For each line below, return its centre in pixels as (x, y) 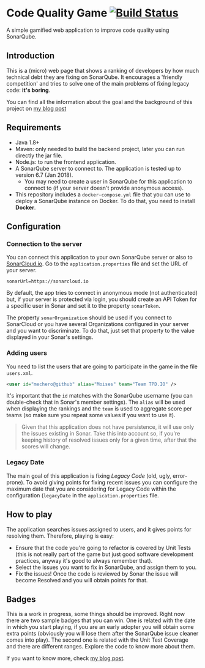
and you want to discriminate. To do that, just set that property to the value (100, 331)
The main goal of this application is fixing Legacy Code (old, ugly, (89, 476)
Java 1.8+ (27, 142)
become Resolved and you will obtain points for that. (81, 580)
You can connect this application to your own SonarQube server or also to (99, 258)
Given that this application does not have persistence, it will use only (108, 427)
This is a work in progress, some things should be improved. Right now (96, 614)
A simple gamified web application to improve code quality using (88, 30)
